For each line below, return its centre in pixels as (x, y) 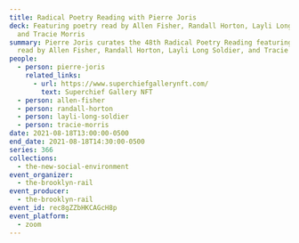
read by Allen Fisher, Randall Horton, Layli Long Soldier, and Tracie (153, 51)
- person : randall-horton (65, 109)
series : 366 (31, 150)
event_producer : (39, 191)
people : (24, 59)
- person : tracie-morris (63, 126)
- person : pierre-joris (61, 68)
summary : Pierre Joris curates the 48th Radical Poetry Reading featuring (151, 42)
